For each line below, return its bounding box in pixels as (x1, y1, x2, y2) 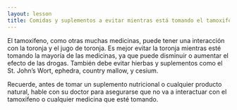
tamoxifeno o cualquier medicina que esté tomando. (7, 94, 159, 103)
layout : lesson (7, 10, 52, 18)
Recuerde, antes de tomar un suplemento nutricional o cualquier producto (7, 80, 222, 88)
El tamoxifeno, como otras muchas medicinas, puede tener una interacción (7, 36, 225, 44)
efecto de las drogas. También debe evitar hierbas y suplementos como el (7, 59, 223, 67)
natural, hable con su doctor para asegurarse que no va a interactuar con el (7, 87, 227, 96)
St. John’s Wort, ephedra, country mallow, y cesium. (7, 66, 159, 75)
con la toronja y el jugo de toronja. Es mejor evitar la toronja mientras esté (7, 44, 221, 52)
